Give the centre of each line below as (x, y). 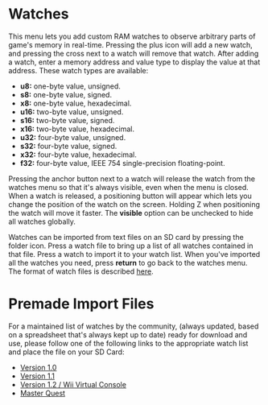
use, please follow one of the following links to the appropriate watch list (128, 343)
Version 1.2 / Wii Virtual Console (73, 384)
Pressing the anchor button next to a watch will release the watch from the (132, 179)
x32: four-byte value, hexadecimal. (78, 155)
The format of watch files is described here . (81, 271)
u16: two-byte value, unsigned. (72, 112)
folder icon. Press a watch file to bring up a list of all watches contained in (131, 246)
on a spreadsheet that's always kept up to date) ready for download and (128, 334)
